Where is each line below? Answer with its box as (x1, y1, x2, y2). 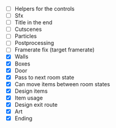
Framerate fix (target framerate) (14, 46, 95, 53)
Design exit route (14, 101, 58, 108)
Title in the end (14, 19, 53, 26)
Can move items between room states (14, 80, 111, 87)
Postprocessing (14, 39, 54, 47)
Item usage (14, 94, 43, 101)
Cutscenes (14, 25, 42, 33)
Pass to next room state (14, 73, 74, 81)
